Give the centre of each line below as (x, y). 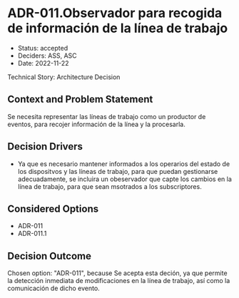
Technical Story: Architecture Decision (64, 77)
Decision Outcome (49, 256)
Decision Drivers (45, 147)
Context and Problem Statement (80, 99)
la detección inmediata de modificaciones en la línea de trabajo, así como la (119, 281)
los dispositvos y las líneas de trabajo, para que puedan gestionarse (118, 171)
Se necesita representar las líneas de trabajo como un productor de (107, 116)
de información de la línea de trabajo (118, 28)
